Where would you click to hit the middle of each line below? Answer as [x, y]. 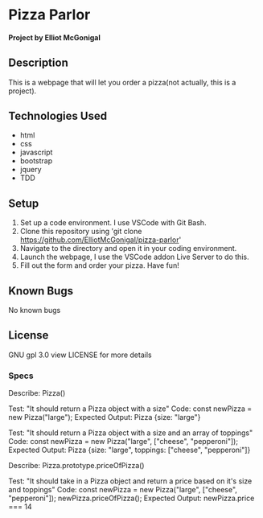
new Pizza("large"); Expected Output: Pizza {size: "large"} [105, 417]
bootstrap [36, 161]
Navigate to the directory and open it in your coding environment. [128, 249]
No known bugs [35, 310]
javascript [36, 152]
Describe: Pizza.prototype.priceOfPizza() [76, 466]
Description [38, 63]
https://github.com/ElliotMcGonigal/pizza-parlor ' [101, 240]
